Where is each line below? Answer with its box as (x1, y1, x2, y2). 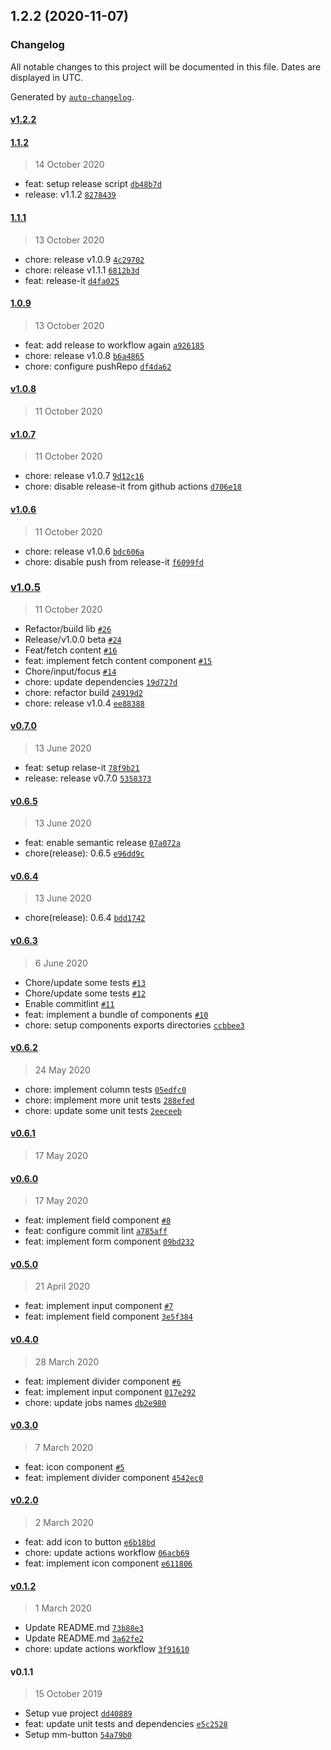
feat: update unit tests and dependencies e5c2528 (24, 1718, 228, 1730)
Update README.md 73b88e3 (24, 1622, 144, 1634)
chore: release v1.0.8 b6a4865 (24, 349, 145, 361)
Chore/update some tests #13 (24, 976, 147, 988)
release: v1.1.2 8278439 (24, 189, 117, 201)
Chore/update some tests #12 (24, 987, 147, 999)
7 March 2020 (34, 1441, 94, 1453)
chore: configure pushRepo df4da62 (24, 360, 172, 372)
